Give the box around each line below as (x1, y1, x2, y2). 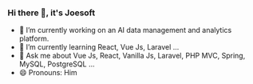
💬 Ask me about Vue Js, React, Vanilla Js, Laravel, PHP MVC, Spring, (18, 51, 246, 61)
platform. (18, 34, 49, 43)
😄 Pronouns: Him (18, 68, 77, 78)
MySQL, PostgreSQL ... (18, 59, 95, 69)
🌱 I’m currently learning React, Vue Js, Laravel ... (18, 42, 180, 52)
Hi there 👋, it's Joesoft (7, 7, 96, 18)
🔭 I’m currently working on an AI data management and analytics (18, 26, 232, 35)
